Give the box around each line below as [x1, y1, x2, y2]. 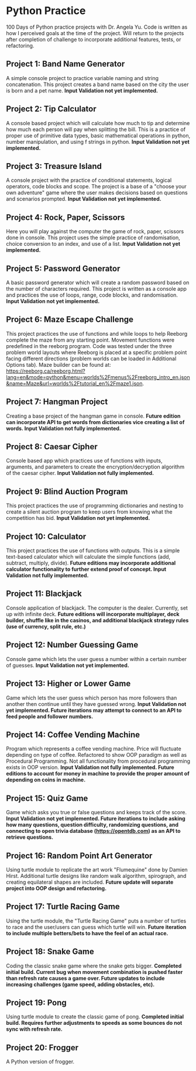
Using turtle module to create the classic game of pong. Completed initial [6, 1013, 184, 1020]
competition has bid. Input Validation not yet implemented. [6, 515, 150, 522]
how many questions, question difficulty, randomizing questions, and [6, 821, 179, 828]
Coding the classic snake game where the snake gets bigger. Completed [6, 962, 182, 969]
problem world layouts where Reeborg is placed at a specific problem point [6, 349, 187, 356]
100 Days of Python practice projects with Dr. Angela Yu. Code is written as [6, 23, 188, 30]
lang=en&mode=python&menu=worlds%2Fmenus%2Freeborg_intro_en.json [6, 373, 190, 381]
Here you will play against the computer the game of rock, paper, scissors [6, 228, 184, 235]
